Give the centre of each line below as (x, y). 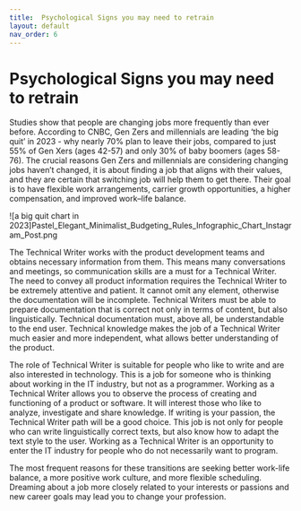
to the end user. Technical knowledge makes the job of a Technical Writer (145, 329)
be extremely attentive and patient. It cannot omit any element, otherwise (144, 290)
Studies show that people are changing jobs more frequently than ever (139, 123)
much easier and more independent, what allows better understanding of (144, 338)
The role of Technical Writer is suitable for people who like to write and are (147, 365)
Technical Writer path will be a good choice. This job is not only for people (146, 422)
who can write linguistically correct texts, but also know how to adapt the (144, 432)
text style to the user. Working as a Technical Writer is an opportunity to (142, 441)
